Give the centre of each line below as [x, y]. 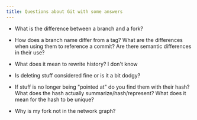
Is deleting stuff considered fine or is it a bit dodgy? [77, 75]
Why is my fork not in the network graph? [65, 111]
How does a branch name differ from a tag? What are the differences [99, 40]
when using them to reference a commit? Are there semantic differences [103, 46]
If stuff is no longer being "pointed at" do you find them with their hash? [102, 87]
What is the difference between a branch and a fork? [79, 28]
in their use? [30, 52]
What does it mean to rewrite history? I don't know [76, 64]
